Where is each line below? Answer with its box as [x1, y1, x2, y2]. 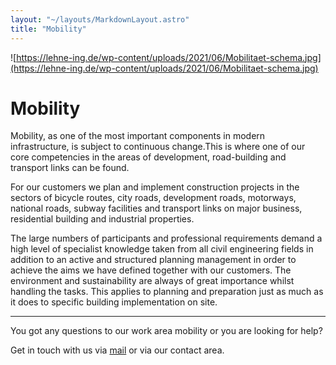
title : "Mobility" [10, 24, 87, 34]
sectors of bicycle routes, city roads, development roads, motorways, [10, 192, 297, 204]
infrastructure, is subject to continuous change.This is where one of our [10, 141, 306, 153]
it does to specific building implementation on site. [10, 296, 218, 308]
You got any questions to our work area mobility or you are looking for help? [10, 325, 323, 337]
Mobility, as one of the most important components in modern [10, 130, 266, 142]
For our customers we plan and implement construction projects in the [10, 181, 300, 193]
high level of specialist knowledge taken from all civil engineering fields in [10, 243, 314, 255]
